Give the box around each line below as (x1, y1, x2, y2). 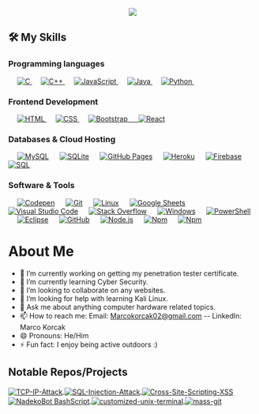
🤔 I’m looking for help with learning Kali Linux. (19, 293, 168, 303)
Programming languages (8, 58, 105, 70)
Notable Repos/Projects (8, 365, 128, 378)
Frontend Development (8, 96, 99, 107)
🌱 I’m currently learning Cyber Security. (19, 277, 148, 286)
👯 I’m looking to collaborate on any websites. (19, 285, 166, 295)
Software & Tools (8, 180, 75, 191)
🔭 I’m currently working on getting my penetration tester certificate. (19, 269, 239, 278)
